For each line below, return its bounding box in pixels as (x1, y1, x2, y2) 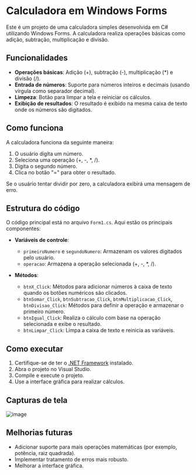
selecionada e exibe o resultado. (23, 321, 102, 328)
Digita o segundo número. (14, 163, 78, 170)
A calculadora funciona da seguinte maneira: (6, 139, 114, 146)
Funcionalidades (6, 53, 68, 63)
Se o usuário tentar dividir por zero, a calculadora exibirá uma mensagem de (6, 180, 191, 187)
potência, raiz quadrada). (14, 449, 76, 456)
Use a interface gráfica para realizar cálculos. (14, 378, 125, 385)
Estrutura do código (6, 203, 80, 213)
